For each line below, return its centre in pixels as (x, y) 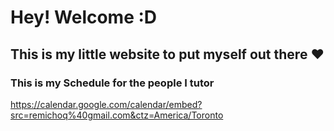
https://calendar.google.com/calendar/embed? (106, 104)
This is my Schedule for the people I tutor (112, 83)
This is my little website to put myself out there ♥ (167, 54)
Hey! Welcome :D (84, 17)
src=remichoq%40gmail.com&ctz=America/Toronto (117, 115)
